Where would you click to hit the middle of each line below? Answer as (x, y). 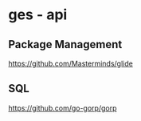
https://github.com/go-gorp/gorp (63, 108)
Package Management (65, 44)
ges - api (38, 15)
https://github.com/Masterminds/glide (70, 63)
